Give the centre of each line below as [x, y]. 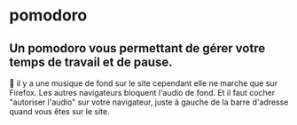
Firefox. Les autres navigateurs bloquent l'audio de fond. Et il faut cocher [142, 93]
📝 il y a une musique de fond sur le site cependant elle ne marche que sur [143, 83]
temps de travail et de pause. [91, 62]
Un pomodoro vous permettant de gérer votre [137, 48]
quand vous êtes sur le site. [59, 111]
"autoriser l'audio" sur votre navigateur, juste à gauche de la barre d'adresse [149, 102]
